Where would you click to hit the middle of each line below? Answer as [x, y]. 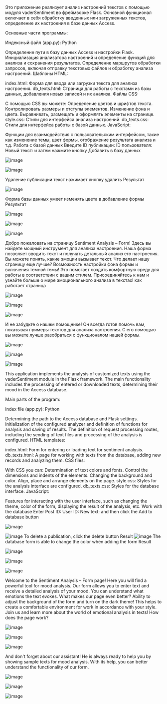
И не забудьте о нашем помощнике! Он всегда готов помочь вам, [76, 324]
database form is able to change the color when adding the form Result [78, 542]
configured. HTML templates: [35, 440]
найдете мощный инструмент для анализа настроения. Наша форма [78, 248]
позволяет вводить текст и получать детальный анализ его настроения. [82, 254]
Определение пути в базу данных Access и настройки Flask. [70, 52]
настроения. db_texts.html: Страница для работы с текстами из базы [78, 89]
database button [22, 517]
